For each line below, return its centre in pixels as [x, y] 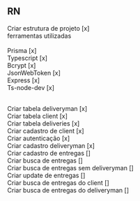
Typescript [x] [27, 58]
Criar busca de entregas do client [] [58, 183]
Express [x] [24, 80]
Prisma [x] [22, 50]
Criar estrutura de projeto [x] [48, 28]
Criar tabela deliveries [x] [44, 123]
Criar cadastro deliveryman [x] [51, 145]
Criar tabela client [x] [38, 116]
